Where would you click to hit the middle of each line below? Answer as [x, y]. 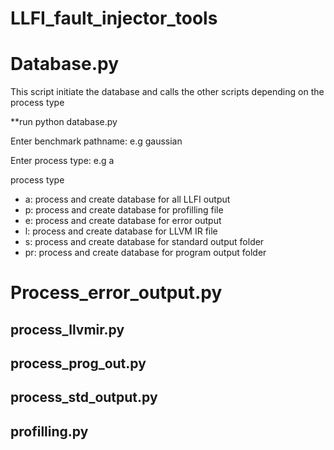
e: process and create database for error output [123, 221]
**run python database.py [64, 122]
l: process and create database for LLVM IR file [121, 231]
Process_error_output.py [116, 293]
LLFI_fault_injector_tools [114, 18]
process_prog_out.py [78, 363]
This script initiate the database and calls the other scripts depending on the [167, 92]
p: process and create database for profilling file [124, 210]
